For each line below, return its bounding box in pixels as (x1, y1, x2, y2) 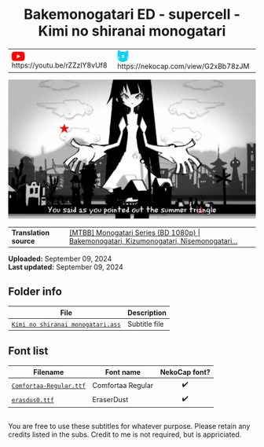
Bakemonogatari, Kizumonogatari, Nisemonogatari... (69, 236, 238, 246)
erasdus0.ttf (11, 396, 54, 404)
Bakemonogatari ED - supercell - (23, 5, 241, 24)
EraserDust (92, 394, 129, 404)
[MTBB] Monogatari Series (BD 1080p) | (69, 228, 200, 237)
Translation (11, 228, 49, 237)
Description (126, 308, 167, 317)
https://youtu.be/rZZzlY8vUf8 (11, 60, 108, 70)
